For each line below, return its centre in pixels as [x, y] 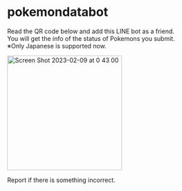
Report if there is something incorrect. [61, 180]
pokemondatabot [58, 12]
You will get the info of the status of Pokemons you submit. [91, 38]
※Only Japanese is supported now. [57, 46]
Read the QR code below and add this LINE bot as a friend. [91, 31]
